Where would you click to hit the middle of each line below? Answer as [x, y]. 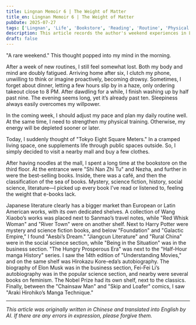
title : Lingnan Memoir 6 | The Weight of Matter [66, 11]
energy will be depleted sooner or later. [53, 128]
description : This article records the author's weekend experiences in [96, 33]
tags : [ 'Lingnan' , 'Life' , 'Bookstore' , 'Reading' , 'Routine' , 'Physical [98, 28]
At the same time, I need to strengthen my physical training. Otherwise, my [96, 122]
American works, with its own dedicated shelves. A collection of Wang [90, 212]
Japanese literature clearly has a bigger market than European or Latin [91, 205]
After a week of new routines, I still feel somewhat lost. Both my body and [94, 67]
